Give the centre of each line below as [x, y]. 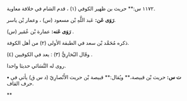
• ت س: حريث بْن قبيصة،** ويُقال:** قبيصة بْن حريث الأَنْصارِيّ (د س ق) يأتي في [94, 77]
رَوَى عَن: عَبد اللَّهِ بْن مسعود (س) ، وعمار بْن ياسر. [61, 20]
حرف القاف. [20, 83]
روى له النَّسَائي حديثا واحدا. [36, 66]
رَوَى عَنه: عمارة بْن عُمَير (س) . [41, 31]
